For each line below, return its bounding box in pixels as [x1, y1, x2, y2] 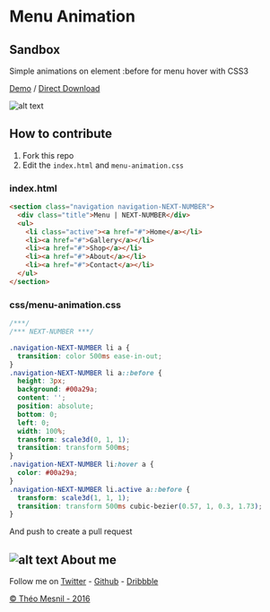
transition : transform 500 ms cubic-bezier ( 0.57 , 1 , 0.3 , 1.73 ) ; [17, 502, 263, 511]
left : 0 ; [17, 418, 50, 427]
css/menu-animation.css [9, 298, 121, 311]
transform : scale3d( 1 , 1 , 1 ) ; [17, 493, 130, 503]
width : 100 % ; [17, 427, 66, 435]
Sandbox [9, 42, 61, 57]
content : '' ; [17, 393, 66, 402]
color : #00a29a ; [17, 469, 78, 478]
